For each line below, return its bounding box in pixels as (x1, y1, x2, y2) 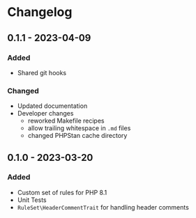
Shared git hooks (17, 68, 67, 77)
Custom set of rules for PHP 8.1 (17, 188, 107, 196)
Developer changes (17, 109, 74, 118)
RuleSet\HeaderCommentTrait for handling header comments (17, 203, 190, 211)
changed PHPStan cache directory (27, 132, 128, 140)
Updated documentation (17, 102, 88, 110)
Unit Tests (17, 196, 47, 204)
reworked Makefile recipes (27, 116, 105, 125)
